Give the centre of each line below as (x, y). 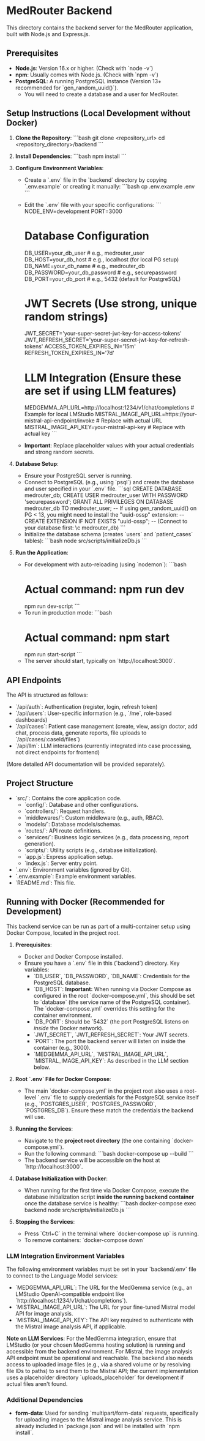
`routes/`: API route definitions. (63, 831)
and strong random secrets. (59, 452)
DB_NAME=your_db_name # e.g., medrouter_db (84, 266)
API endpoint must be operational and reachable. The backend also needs (100, 1358)
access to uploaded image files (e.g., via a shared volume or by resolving (99, 1364)
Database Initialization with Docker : (61, 1178)
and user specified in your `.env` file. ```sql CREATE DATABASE (103, 489)
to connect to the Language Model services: (62, 1275)
